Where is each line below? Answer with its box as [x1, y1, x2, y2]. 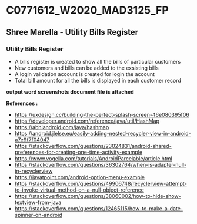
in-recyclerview [14, 167, 53, 174]
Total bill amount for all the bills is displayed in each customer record [14, 77, 181, 84]
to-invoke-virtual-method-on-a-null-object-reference [14, 186, 144, 193]
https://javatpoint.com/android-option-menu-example [14, 173, 145, 180]
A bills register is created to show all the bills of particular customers [14, 58, 181, 65]
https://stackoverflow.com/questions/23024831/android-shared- [14, 142, 172, 149]
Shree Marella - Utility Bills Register [6, 27, 139, 37]
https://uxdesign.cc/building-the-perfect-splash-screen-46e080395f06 [14, 111, 189, 118]
